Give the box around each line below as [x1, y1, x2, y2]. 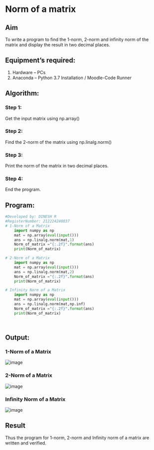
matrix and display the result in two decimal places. [5, 42, 110, 48]
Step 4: [5, 175, 23, 182]
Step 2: [5, 128, 23, 135]
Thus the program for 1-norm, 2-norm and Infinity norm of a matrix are [5, 435, 150, 441]
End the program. [5, 187, 41, 193]
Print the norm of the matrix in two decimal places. [5, 163, 109, 169]
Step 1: [5, 104, 22, 111]
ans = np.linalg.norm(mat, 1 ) [14, 237, 75, 242]
